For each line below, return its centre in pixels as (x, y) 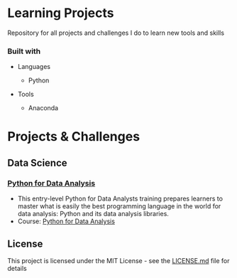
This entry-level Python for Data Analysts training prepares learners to (120, 199)
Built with (24, 51)
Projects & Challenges (74, 137)
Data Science (37, 162)
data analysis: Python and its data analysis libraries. (93, 214)
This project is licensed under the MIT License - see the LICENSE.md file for (118, 260)
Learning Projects (61, 13)
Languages (34, 67)
